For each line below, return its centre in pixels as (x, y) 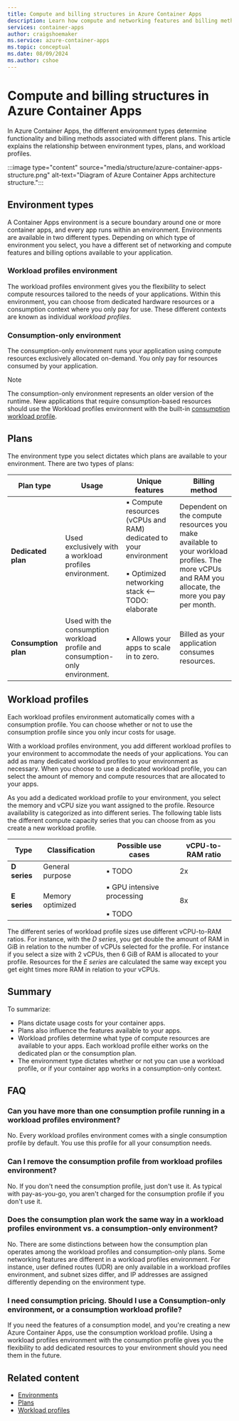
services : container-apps (46, 27)
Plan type (34, 485)
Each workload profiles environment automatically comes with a (101, 717)
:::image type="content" (43, 167)
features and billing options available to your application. (90, 252)
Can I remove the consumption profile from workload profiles (115, 1162)
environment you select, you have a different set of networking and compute (119, 245)
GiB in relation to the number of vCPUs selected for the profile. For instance (118, 946)
